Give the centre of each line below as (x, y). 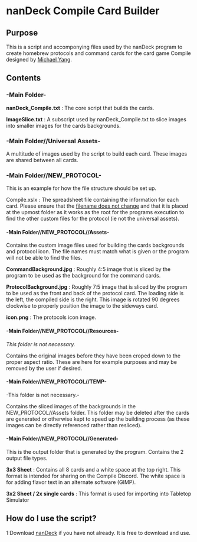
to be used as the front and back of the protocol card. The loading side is (95, 293)
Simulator (18, 500)
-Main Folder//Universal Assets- (53, 141)
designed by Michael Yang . (39, 59)
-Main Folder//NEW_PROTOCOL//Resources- (63, 331)
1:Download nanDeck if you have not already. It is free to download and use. (98, 533)
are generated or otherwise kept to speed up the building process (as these (98, 419)
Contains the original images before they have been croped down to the (93, 356)
